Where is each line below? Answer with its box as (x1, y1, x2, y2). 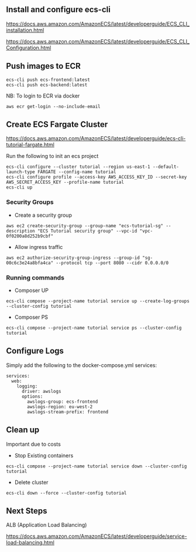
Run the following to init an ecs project (6, 153, 99, 160)
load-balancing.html (6, 539, 54, 546)
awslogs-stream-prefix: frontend (27, 409, 109, 415)
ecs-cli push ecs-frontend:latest (6, 76, 91, 83)
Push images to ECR (6, 61, 81, 71)
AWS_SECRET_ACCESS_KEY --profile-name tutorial (6, 179, 125, 186)
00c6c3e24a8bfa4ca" (6, 260, 54, 266)
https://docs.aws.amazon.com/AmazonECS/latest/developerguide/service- (6, 533, 187, 540)
